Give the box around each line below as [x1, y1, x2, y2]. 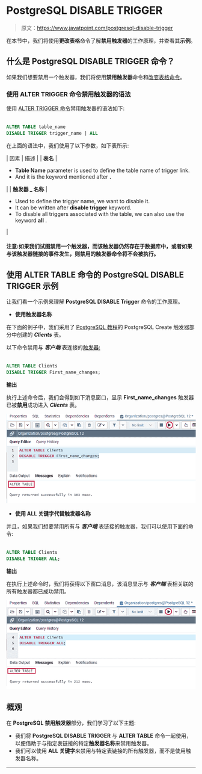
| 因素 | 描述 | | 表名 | [6, 155, 57, 162]
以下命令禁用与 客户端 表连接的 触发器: [6, 344, 100, 351]
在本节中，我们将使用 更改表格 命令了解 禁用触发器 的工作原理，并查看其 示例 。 [6, 37, 196, 44]
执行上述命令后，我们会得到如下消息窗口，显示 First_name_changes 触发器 [6, 393, 194, 401]
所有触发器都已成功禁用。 [6, 588, 70, 595]
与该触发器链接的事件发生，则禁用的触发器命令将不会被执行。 [6, 250, 159, 257]
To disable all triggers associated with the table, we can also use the [14, 210, 185, 217]
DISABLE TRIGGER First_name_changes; [6, 369, 101, 375]
